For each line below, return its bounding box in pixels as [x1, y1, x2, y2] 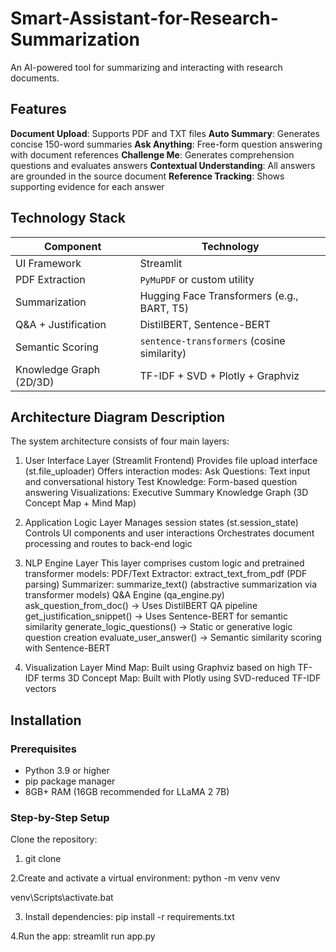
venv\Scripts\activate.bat [10, 892, 114, 904]
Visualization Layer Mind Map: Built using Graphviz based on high [24, 662, 296, 674]
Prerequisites [10, 742, 77, 756]
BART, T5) [139, 301, 190, 315]
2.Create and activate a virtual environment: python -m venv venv [10, 872, 281, 884]
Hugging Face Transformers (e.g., [139, 288, 299, 302]
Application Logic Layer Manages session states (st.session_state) [24, 517, 299, 529]
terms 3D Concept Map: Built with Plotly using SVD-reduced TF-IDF [41, 672, 322, 684]
